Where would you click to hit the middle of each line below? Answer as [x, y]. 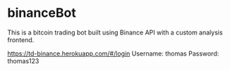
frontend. [21, 39]
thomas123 [23, 60]
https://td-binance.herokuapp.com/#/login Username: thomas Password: [113, 53]
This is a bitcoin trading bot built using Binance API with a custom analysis [115, 32]
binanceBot [42, 13]
